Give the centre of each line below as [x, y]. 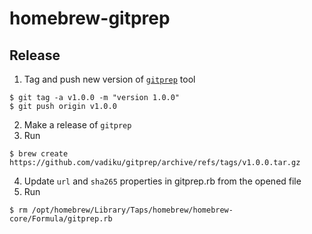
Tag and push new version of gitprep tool [109, 79]
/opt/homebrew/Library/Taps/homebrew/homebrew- [132, 210]
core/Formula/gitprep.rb [61, 219]
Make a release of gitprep [77, 125]
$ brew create [39, 154]
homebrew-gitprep [90, 18]
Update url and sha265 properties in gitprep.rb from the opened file [162, 181]
